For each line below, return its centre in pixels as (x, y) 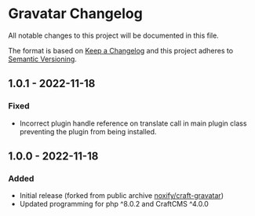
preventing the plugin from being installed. (88, 131)
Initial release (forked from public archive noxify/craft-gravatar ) (121, 196)
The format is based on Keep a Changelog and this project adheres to (121, 50)
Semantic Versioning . (42, 59)
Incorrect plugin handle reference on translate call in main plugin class (133, 123)
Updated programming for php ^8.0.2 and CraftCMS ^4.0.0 (114, 204)
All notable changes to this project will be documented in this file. (114, 35)
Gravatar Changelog (75, 14)
